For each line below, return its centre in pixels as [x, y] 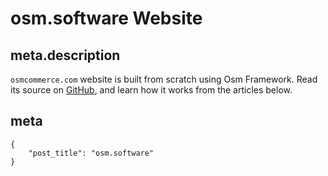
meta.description [65, 55]
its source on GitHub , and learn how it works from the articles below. [151, 90]
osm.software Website [106, 18]
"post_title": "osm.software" [91, 153]
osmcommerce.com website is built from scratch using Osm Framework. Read [164, 79]
